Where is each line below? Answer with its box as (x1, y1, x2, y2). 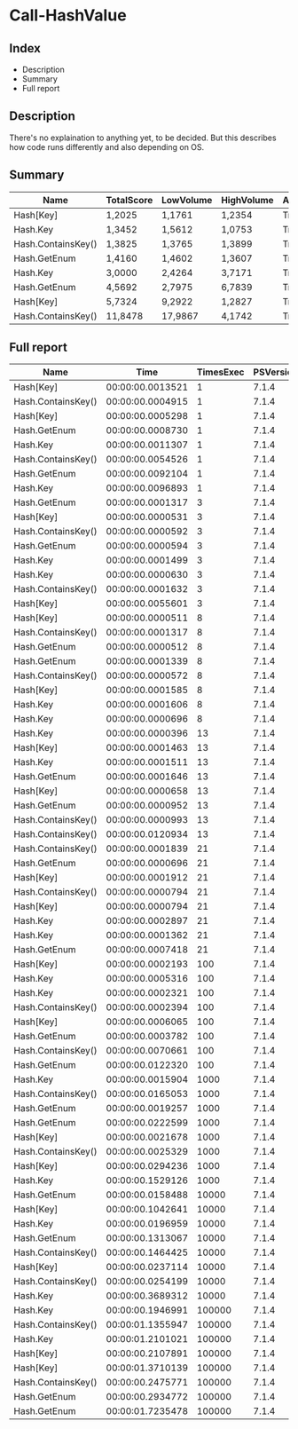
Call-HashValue (9, 5, 127, 26)
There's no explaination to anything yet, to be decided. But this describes (9, 132, 277, 143)
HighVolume (221, 193, 274, 206)
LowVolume (161, 193, 213, 206)
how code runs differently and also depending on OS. (9, 141, 205, 152)
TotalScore (106, 193, 153, 206)
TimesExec (196, 366, 246, 378)
